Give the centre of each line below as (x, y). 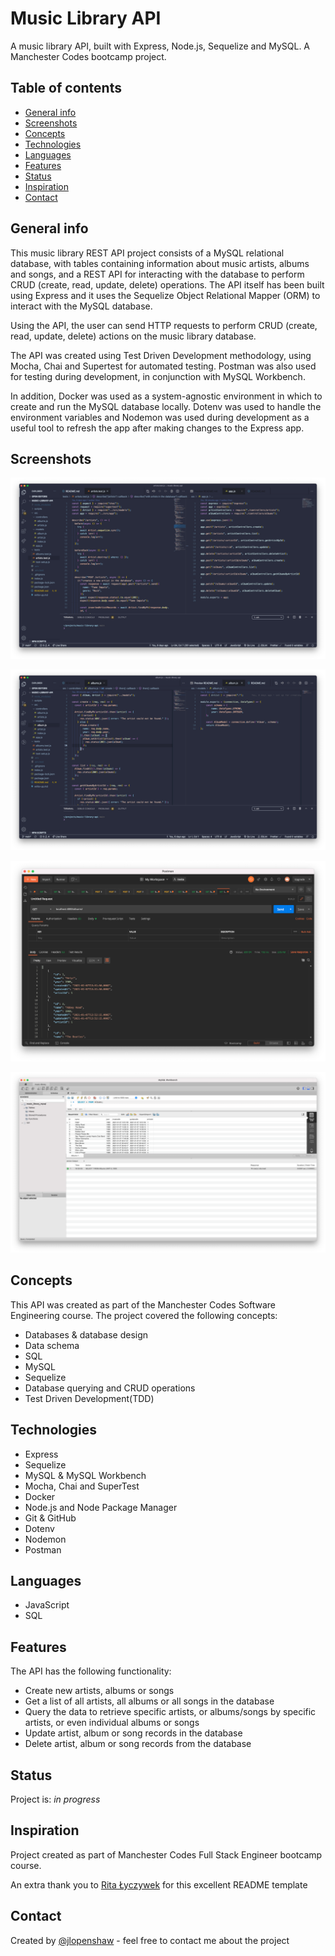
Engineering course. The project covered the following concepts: (144, 1315)
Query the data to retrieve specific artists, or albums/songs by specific (170, 1712)
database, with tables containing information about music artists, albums (160, 263)
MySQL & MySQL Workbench (85, 1475)
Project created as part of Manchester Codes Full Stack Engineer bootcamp (166, 1854)
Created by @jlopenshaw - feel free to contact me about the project (150, 1940)
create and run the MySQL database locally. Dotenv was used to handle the (166, 406)
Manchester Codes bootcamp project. (88, 56)
